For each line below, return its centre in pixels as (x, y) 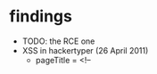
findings (41, 16)
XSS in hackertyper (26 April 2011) (85, 50)
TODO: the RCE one (58, 41)
